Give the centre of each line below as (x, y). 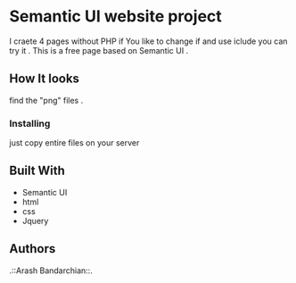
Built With (37, 171)
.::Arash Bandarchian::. (51, 271)
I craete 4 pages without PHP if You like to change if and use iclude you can (148, 41)
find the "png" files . (46, 100)
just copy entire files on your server (74, 143)
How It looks (45, 79)
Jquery (35, 221)
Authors (33, 249)
